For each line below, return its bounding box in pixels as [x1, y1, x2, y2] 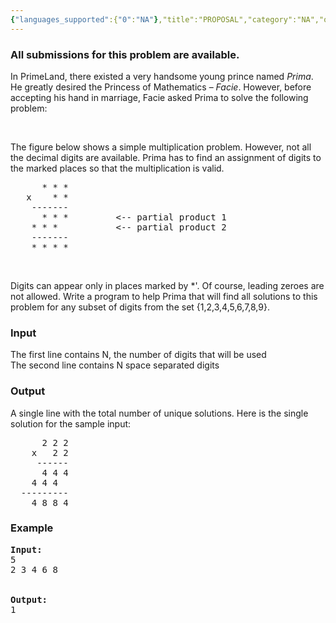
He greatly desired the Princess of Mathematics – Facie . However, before [10, 81, 312, 93]
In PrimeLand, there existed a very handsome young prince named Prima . [10, 70, 314, 82]
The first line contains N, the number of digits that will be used [10, 349, 267, 361]
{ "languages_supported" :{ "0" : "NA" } [10, 14, 159, 25]
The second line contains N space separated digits [10, 359, 220, 371]
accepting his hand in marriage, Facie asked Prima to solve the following [10, 91, 309, 103]
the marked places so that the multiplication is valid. [10, 162, 225, 174]
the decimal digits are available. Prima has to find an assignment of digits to [10, 151, 322, 163]
